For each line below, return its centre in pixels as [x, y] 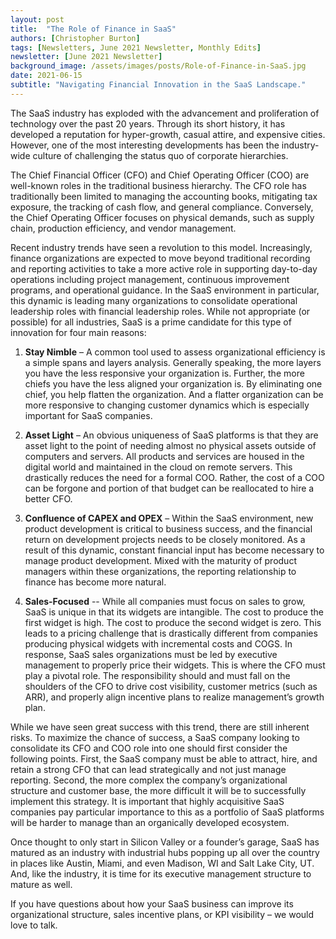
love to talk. [34, 925]
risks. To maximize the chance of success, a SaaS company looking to [155, 737]
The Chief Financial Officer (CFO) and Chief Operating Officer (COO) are [160, 175]
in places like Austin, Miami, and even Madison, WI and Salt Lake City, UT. [162, 863]
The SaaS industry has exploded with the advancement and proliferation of [165, 113]
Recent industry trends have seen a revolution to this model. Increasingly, [161, 247]
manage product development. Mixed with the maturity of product [160, 560]
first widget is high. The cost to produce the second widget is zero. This [173, 622]
